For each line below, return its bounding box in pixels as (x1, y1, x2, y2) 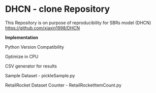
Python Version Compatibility (5, 44, 64, 50)
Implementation (5, 34, 38, 40)
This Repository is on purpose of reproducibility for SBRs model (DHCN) (5, 20, 152, 26)
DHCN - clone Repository (5, 3, 110, 15)
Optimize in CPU (5, 53, 38, 60)
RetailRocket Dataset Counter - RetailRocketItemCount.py (5, 82, 122, 88)
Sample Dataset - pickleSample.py (5, 72, 75, 78)
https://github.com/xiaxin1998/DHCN (5, 25, 80, 31)
